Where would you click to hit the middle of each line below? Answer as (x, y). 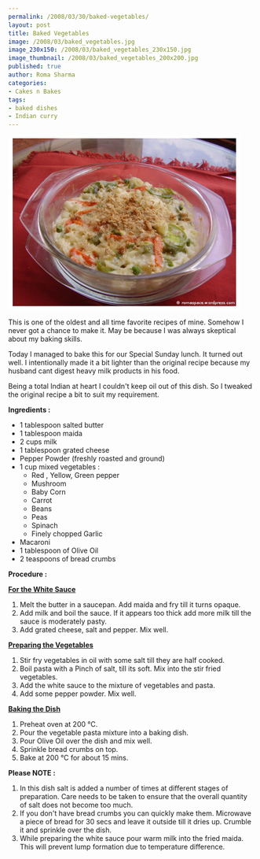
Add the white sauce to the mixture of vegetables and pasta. (117, 686)
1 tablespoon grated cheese (64, 450)
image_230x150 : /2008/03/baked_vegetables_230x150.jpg (100, 50)
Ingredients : (29, 410)
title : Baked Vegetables (49, 33)
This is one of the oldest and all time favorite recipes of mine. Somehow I (126, 322)
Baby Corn (49, 492)
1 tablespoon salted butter (62, 425)
